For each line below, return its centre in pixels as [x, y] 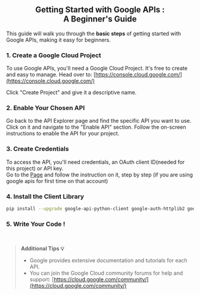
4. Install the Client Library [45, 196]
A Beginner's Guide [100, 19]
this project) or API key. [35, 168]
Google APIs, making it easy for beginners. [59, 40]
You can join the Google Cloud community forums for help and [106, 273]
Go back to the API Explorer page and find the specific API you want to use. [99, 121]
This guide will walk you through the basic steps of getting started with [94, 33]
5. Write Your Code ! [36, 224]
